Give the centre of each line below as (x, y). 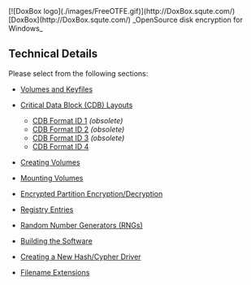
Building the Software (56, 240)
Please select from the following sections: (78, 73)
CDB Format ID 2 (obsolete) (78, 129)
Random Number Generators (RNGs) (82, 225)
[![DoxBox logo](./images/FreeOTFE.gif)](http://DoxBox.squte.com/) (122, 11)
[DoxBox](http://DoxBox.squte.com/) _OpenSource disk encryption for (126, 19)
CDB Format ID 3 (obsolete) (78, 138)
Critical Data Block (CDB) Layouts (76, 105)
